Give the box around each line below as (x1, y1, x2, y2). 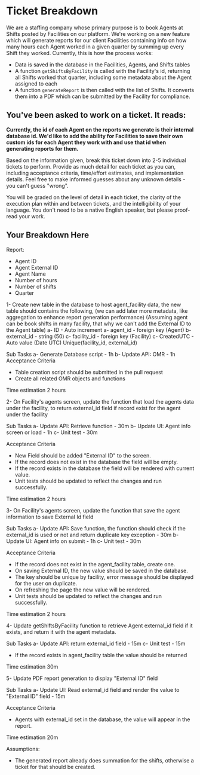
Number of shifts (14, 283, 57, 290)
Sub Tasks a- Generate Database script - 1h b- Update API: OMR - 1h (6, 350, 176, 358)
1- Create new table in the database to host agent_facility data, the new (6, 301, 181, 308)
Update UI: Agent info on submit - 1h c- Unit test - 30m (6, 537, 141, 545)
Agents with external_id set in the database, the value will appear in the (14, 716, 190, 723)
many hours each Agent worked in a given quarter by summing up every (6, 43, 184, 50)
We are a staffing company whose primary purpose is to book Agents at (6, 24, 183, 31)
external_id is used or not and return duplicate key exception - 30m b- (6, 531, 179, 538)
